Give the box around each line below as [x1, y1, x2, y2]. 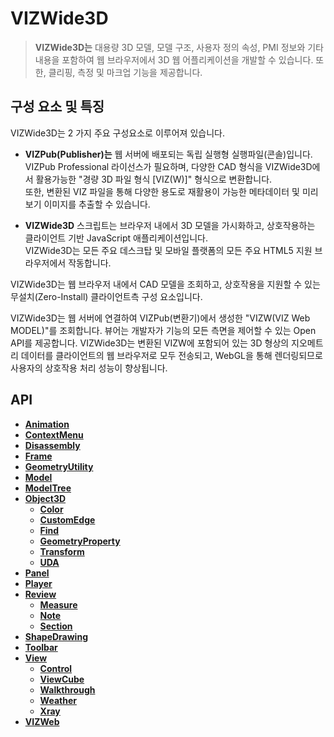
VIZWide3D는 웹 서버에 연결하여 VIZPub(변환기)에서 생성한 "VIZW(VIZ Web [10, 312, 311, 324]
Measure [39, 598, 78, 611]
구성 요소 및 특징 [10, 98, 105, 116]
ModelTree [24, 482, 72, 494]
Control [39, 662, 73, 674]
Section [39, 620, 73, 632]
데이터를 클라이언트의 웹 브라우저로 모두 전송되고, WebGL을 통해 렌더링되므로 [20, 349, 323, 361]
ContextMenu [24, 428, 84, 441]
